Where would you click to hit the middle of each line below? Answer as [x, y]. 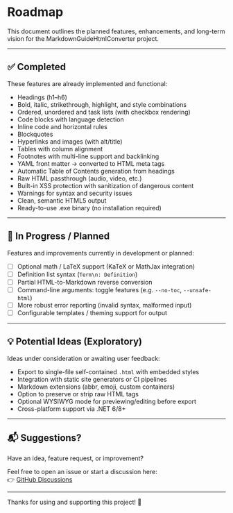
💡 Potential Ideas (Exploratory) [75, 342]
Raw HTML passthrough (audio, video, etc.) [79, 178]
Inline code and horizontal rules [62, 126]
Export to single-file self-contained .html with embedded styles [108, 371]
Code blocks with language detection [71, 119]
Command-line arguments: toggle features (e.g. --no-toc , [100, 289]
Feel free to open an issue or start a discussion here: [82, 471]
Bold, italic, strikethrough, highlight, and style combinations [102, 104]
